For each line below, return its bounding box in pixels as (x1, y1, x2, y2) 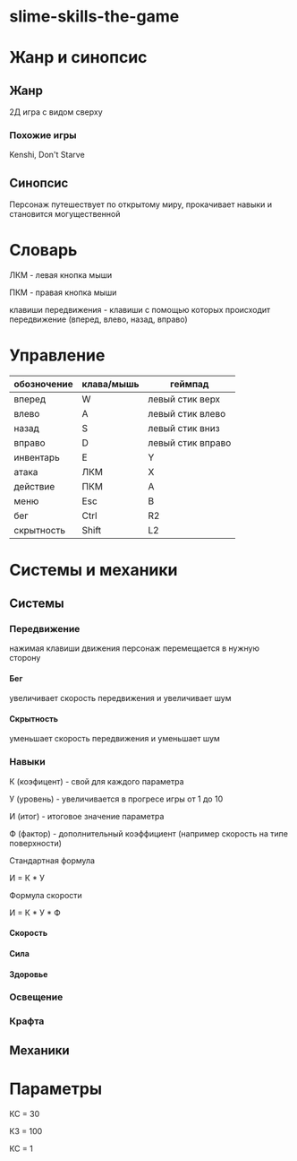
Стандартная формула (9, 854, 96, 866)
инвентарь (13, 451, 60, 464)
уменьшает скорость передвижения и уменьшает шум (9, 733, 221, 744)
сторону (9, 653, 41, 663)
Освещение (9, 991, 64, 1003)
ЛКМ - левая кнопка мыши (9, 270, 113, 281)
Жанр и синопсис (9, 48, 148, 68)
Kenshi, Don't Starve (9, 150, 85, 160)
